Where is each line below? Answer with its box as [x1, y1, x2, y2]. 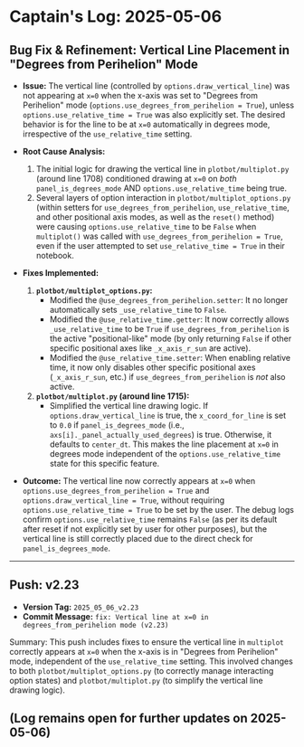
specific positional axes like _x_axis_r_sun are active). [49, 343, 252, 354]
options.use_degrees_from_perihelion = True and [22, 486, 210, 496]
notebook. [35, 251, 74, 260]
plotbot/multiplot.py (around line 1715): [35, 391, 190, 402]
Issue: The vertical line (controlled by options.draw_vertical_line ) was [22, 80, 290, 91]
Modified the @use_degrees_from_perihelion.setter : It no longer [49, 295, 289, 305]
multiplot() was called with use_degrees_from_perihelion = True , [35, 231, 283, 241]
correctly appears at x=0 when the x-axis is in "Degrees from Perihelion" [9, 646, 279, 657]
